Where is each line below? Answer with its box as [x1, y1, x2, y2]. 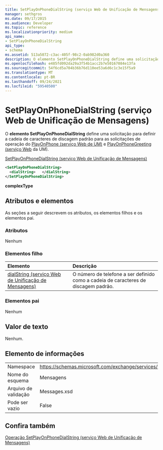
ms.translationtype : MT [5, 70, 53, 75]
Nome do [7, 371, 29, 378]
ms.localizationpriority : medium [5, 30, 73, 34]
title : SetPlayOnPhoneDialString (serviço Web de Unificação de [5, 7, 138, 12]
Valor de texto [5, 323, 49, 331]
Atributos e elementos [5, 197, 74, 205]
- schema [5, 48, 23, 52]
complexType [5, 183, 33, 189]
